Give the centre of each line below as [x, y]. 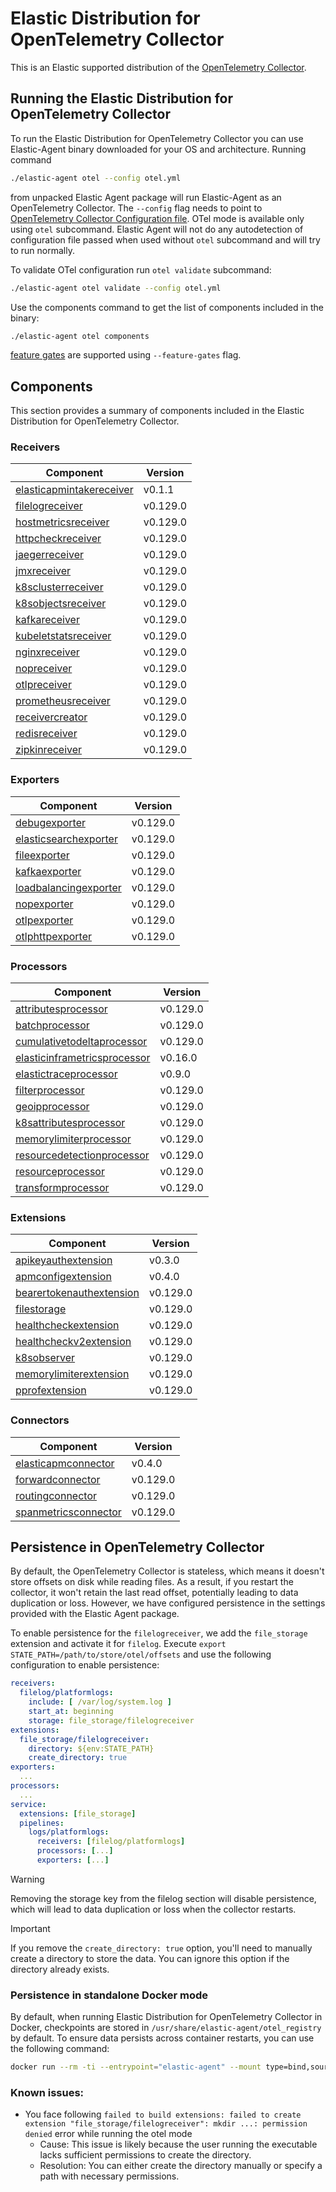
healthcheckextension [67, 1325]
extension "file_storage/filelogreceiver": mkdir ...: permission [166, 2124]
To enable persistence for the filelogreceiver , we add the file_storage [159, 1633]
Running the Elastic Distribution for [122, 98]
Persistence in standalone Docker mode [109, 1995]
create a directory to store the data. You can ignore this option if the [150, 1958]
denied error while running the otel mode [108, 2134]
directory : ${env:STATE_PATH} [91, 1748]
